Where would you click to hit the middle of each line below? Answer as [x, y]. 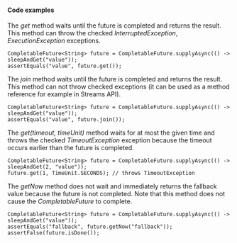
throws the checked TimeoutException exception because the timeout [110, 140]
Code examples [31, 10]
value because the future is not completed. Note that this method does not [116, 194]
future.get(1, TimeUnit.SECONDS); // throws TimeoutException [101, 174]
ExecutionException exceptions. [54, 41]
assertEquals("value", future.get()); [65, 66]
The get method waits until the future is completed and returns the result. [114, 26]
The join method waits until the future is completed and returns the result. [115, 79]
